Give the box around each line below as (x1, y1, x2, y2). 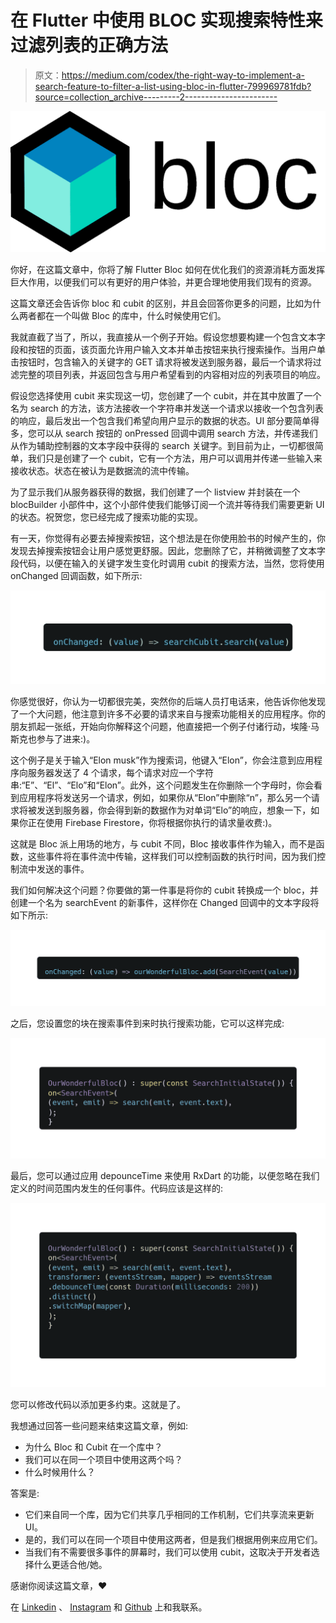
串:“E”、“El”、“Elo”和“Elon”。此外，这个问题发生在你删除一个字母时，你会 (10, 779, 315, 791)
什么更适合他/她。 (33, 1559, 108, 1571)
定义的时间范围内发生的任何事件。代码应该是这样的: (10, 1182, 224, 1194)
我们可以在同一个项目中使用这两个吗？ (24, 1454, 183, 1466)
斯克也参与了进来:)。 (10, 733, 96, 745)
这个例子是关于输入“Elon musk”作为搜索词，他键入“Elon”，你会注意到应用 (10, 754, 314, 766)
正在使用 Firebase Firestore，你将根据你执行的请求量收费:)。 (27, 817, 278, 829)
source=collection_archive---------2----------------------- (34, 91, 278, 103)
